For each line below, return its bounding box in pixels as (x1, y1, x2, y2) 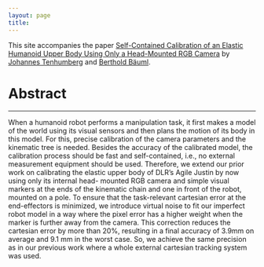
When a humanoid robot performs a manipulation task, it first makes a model (8, 118, 256, 127)
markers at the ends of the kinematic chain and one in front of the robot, (8, 185, 242, 194)
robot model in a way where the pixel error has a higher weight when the (8, 210, 244, 219)
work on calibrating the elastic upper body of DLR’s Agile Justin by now (8, 168, 240, 177)
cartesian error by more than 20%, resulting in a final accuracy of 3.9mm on (8, 226, 255, 236)
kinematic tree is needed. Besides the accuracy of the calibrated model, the (8, 143, 253, 152)
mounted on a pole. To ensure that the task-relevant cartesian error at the (8, 193, 246, 203)
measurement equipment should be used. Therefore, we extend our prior (8, 159, 245, 169)
